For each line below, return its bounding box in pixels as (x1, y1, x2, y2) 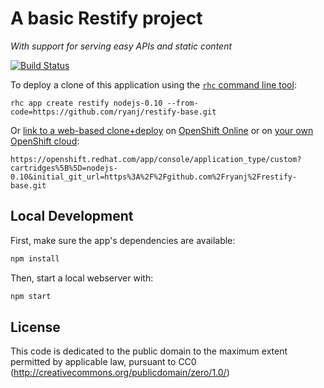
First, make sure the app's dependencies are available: (10, 234, 236, 246)
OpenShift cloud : (10, 135, 80, 147)
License (10, 318, 61, 336)
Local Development (10, 208, 134, 225)
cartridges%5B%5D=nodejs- (10, 163, 118, 173)
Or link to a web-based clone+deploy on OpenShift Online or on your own (10, 124, 314, 136)
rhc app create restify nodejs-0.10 (10, 98, 163, 108)
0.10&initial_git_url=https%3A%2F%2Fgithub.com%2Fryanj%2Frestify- (10, 172, 298, 182)
